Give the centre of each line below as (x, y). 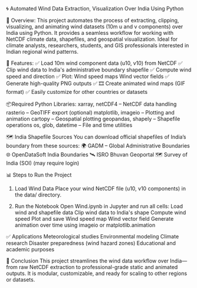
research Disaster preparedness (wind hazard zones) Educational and (91, 243)
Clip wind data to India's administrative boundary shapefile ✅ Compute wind (99, 70)
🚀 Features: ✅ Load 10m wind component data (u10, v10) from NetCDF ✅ (94, 63)
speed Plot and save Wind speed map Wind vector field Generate (94, 219)
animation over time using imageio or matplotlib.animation (85, 225)
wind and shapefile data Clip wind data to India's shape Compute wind (100, 212)
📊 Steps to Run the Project (39, 175)
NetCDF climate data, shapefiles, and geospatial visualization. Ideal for (92, 39)
